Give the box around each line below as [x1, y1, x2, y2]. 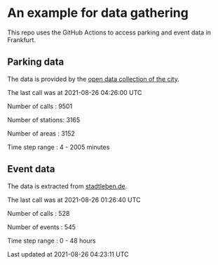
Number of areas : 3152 [7, 129, 76, 138]
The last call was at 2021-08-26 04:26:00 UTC [7, 88, 142, 96]
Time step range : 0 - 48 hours [7, 236, 96, 245]
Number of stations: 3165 [7, 115, 81, 124]
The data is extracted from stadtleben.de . [7, 181, 128, 190]
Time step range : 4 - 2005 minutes [7, 143, 110, 151]
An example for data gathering [7, 5, 189, 21]
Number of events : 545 [7, 223, 76, 231]
